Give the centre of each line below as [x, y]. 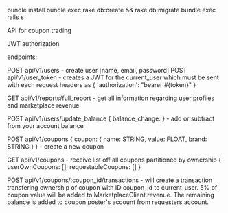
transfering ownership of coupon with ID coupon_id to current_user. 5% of [112, 187]
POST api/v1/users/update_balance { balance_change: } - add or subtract [111, 118]
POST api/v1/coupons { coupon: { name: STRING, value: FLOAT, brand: [107, 139]
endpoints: [22, 57]
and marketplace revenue [43, 105]
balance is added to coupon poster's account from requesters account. [108, 202]
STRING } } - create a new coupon [56, 146]
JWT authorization [33, 43]
